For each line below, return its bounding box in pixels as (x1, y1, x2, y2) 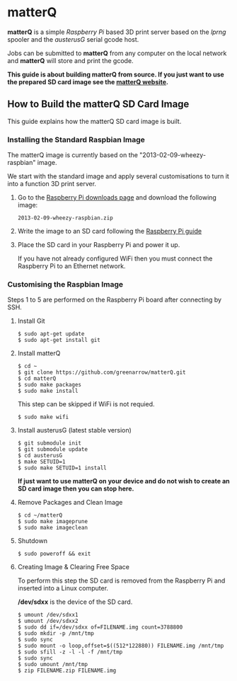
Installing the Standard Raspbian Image (7, 135, 145, 144)
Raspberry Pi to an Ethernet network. (17, 262, 126, 270)
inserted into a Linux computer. (17, 584, 108, 593)
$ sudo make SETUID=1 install (17, 464, 108, 471)
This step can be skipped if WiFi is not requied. (17, 400, 155, 408)
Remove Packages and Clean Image (17, 498, 123, 507)
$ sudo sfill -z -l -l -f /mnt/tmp (17, 648, 123, 656)
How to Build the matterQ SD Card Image (7, 98, 190, 110)
